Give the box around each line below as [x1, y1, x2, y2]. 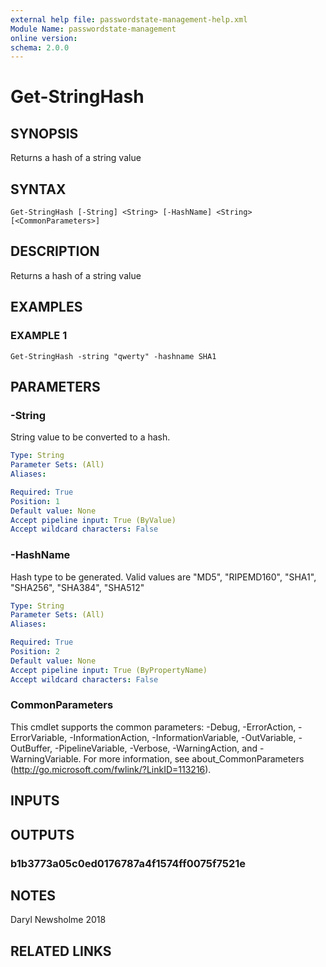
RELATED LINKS [10, 942, 112, 960]
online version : [10, 33, 78, 43]
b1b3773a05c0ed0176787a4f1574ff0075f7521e [10, 856, 247, 870]
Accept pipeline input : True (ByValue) [10, 515, 177, 525]
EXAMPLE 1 [10, 329, 68, 343]
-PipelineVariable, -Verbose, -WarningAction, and [54, 742, 258, 754]
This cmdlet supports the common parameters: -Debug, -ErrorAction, [10, 721, 297, 733]
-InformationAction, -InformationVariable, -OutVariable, [69, 731, 297, 743]
